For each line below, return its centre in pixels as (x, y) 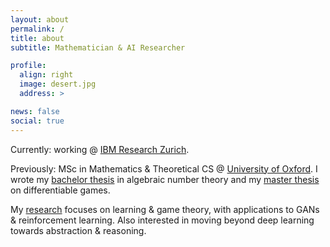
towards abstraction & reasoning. (78, 230)
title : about (37, 38)
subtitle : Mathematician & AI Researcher (98, 47)
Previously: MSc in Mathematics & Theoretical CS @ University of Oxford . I (164, 168)
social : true (37, 121)
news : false (35, 111)
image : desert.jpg (58, 84)
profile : (28, 66)
